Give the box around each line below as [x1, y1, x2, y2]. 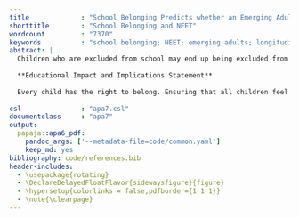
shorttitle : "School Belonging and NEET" [9, 21, 198, 30]
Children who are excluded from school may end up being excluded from [17, 54, 289, 63]
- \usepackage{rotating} [17, 170, 109, 179]
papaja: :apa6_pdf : [17, 129, 86, 138]
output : [9, 121, 38, 130]
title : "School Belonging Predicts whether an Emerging [9, 12, 273, 22]
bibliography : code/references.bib [9, 153, 141, 163]
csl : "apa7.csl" [9, 104, 129, 113]
